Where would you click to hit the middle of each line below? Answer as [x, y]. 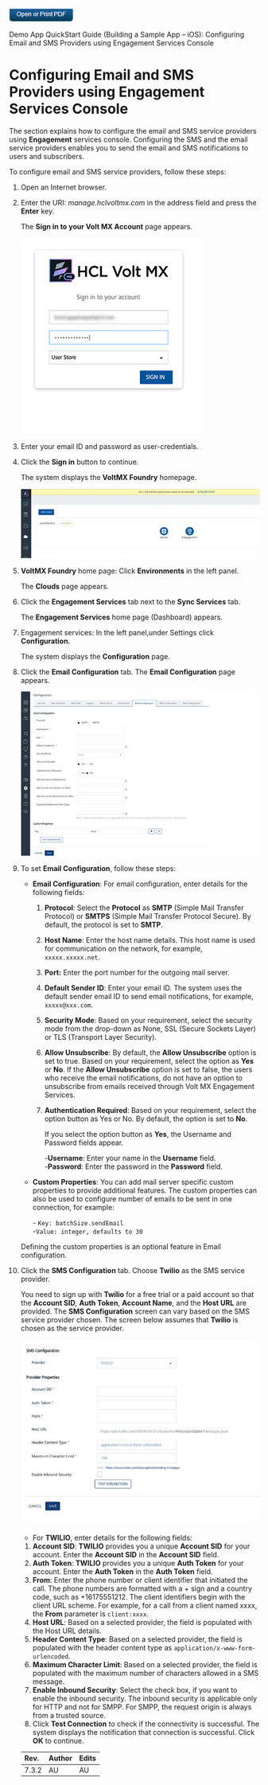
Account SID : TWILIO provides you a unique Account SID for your [141, 1546]
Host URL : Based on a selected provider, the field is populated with [142, 1622]
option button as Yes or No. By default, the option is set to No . [146, 1119]
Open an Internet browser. [63, 187]
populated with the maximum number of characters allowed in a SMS [146, 1673]
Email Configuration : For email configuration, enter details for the [140, 884]
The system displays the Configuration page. [95, 657]
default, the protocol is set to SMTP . [104, 925]
